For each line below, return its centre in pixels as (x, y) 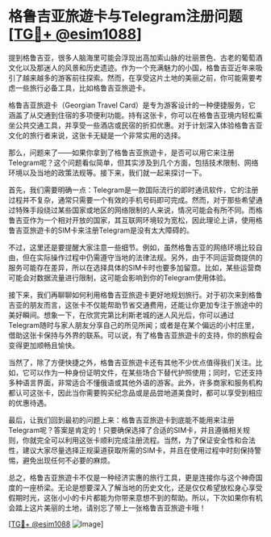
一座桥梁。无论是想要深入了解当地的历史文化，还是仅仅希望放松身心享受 (142, 487)
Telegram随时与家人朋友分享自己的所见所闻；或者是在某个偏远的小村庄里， (133, 325)
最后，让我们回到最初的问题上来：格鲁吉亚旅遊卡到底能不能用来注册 (121, 420)
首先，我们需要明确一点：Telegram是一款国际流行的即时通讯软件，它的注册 (133, 190)
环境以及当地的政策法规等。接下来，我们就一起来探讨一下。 (107, 172)
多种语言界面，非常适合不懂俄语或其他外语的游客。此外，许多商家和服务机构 (135, 382)
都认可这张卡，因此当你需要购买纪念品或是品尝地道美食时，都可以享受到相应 (135, 392)
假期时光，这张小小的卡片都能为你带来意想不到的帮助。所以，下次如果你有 (132, 497)
